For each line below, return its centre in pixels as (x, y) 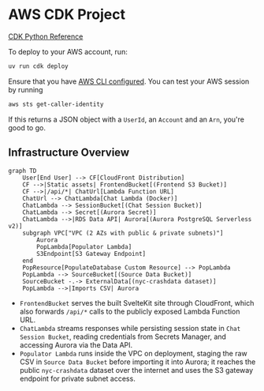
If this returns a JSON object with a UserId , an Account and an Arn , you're (126, 119)
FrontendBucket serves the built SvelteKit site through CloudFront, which (137, 303)
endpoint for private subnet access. (77, 378)
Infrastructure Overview (69, 153)
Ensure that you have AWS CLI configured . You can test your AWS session (129, 81)
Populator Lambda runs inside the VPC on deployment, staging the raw (134, 353)
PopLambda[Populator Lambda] (84, 246)
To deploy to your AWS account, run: (68, 51)
